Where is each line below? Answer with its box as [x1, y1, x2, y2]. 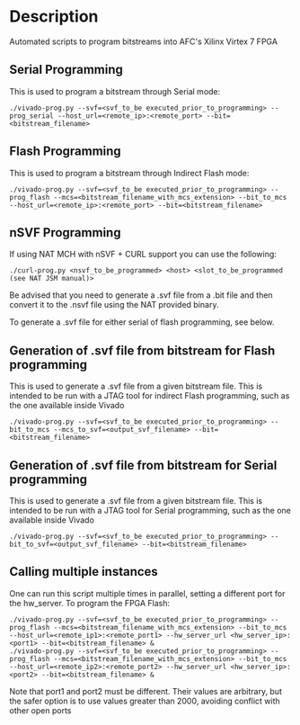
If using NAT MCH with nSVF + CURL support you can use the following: [9, 249, 277, 260]
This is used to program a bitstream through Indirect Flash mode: [9, 167, 250, 178]
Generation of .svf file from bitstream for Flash [9, 343, 276, 358]
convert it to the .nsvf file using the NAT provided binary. [9, 300, 219, 310]
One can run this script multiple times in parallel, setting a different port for [9, 587, 286, 599]
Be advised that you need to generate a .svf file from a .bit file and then [9, 290, 273, 300]
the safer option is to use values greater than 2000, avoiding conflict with [9, 695, 280, 706]
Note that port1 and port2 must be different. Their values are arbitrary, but [9, 685, 283, 696]
